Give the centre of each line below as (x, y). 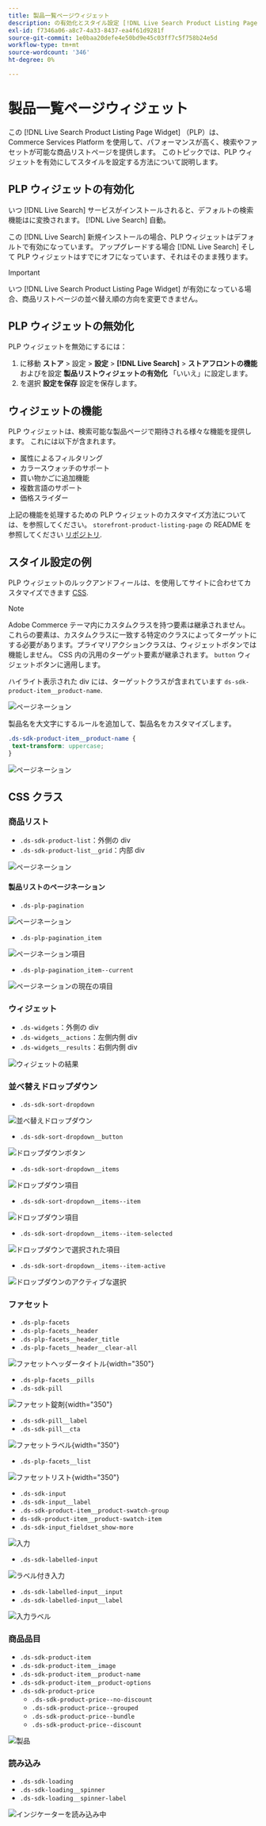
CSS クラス (36, 797)
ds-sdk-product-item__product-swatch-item (91, 1520)
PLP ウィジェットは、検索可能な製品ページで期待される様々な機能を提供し (130, 431)
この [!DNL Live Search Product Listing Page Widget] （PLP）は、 (116, 132)
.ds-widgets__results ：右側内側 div (78, 1047)
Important (24, 272)
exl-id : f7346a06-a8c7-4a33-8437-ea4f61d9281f (86, 30)
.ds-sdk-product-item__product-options (85, 1683)
